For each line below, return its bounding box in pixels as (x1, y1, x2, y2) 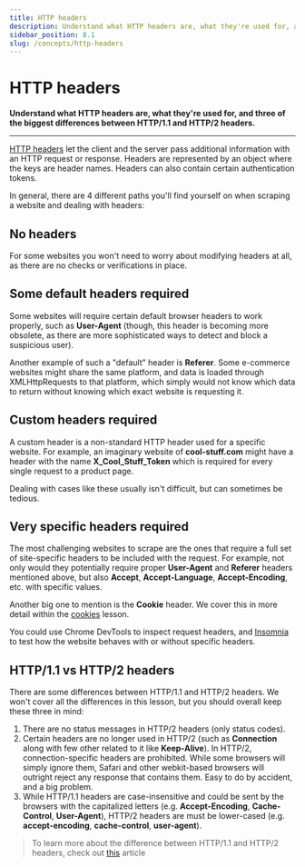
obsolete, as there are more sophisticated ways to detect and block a (9, 329, 268, 341)
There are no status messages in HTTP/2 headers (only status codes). (22, 723, 286, 734)
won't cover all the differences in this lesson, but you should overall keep (9, 696, 282, 707)
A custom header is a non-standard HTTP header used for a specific (9, 436, 266, 447)
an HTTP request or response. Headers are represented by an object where (9, 154, 292, 164)
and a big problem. (22, 782, 93, 792)
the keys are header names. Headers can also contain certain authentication (9, 163, 295, 174)
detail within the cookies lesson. (9, 609, 130, 620)
